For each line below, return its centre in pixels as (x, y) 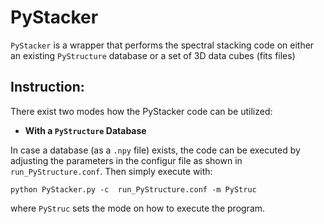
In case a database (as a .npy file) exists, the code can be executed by (155, 150)
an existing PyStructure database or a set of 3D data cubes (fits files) (153, 55)
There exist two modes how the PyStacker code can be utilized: (141, 111)
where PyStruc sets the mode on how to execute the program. (138, 208)
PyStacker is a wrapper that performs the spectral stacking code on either (162, 45)
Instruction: (47, 87)
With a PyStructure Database (85, 130)
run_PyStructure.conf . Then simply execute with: (111, 171)
